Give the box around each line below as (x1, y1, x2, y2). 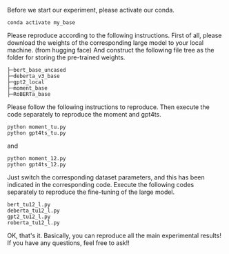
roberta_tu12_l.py (7, 219, 60, 226)
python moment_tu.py (7, 124, 67, 130)
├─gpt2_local (7, 79, 45, 86)
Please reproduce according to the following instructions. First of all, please (7, 31, 222, 39)
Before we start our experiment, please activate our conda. (7, 6, 175, 14)
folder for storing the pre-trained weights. (7, 53, 126, 61)
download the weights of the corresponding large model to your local (7, 39, 204, 47)
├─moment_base (7, 85, 48, 92)
